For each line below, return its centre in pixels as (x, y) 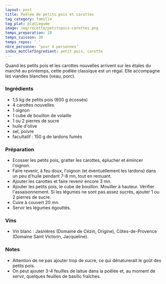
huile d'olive (25, 126)
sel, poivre (23, 131)
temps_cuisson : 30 (24, 38)
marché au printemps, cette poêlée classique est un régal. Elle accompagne (83, 71)
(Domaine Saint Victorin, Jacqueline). (50, 237)
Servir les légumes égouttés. (41, 208)
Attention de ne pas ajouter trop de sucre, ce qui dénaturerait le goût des (87, 260)
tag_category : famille (28, 19)
